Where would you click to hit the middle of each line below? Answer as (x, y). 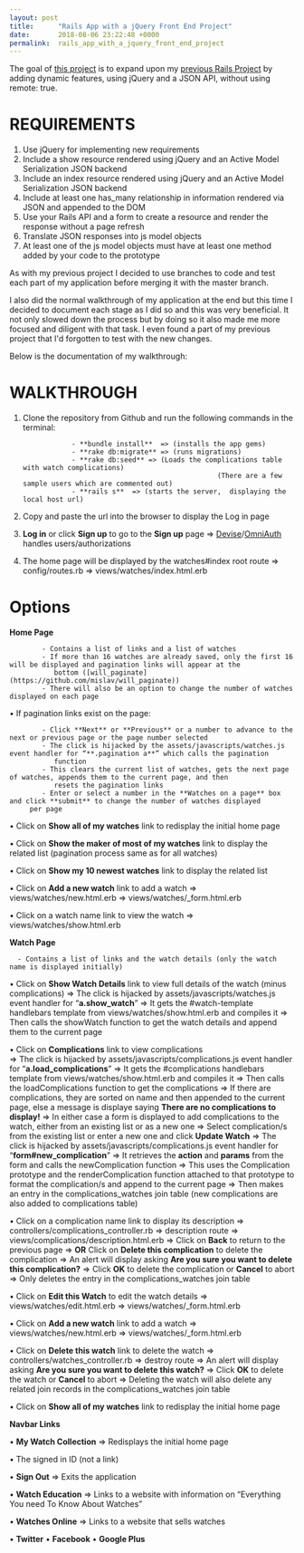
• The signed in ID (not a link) (64, 1460)
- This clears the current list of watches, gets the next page (166, 770)
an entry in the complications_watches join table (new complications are (144, 1194)
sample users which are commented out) (98, 484)
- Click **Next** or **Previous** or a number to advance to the (168, 730)
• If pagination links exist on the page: (80, 714)
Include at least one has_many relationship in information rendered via (153, 198)
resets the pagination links (109, 786)
